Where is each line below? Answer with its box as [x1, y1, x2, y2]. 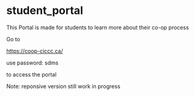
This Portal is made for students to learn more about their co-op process [6, 24, 189, 31]
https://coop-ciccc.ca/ [6, 47, 63, 55]
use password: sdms [6, 59, 59, 66]
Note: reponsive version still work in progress [6, 83, 120, 90]
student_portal [6, 4, 84, 18]
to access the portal [6, 70, 57, 78]
